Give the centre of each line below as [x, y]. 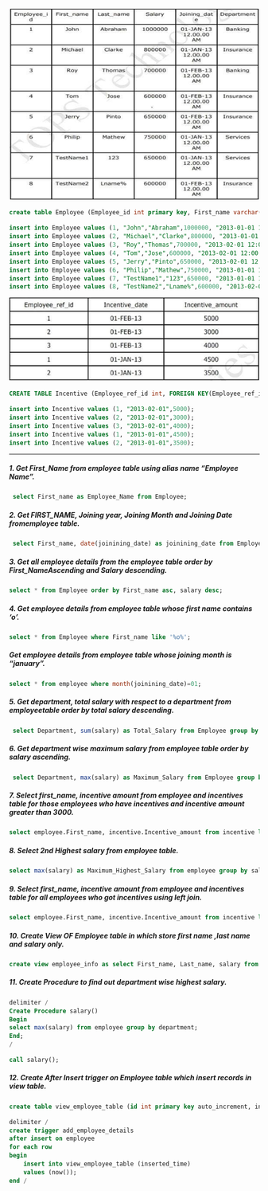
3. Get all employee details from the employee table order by [111, 562]
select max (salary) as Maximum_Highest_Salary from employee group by [128, 871]
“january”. [27, 664]
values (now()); [50, 1172]
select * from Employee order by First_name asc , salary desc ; [116, 590]
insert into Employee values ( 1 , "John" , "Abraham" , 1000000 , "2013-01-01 [132, 228]
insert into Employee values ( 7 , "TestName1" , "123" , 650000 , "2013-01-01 [132, 278]
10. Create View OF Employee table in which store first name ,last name [130, 935]
